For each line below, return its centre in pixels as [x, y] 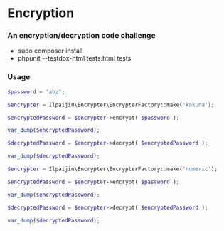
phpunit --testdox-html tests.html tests [74, 58]
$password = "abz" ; [36, 92]
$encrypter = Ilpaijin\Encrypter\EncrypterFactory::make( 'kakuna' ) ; [111, 105]
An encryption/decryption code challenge [81, 36]
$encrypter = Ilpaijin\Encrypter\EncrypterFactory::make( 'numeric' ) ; [113, 169]
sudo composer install [50, 51]
